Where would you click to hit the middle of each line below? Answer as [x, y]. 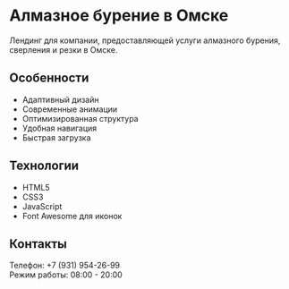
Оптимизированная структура [80, 118]
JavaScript [42, 206]
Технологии [44, 166]
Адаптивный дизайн [60, 99]
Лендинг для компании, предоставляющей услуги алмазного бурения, [145, 40]
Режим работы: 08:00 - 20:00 [66, 275]
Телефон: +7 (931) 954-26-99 [65, 266]
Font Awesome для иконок [72, 216]
